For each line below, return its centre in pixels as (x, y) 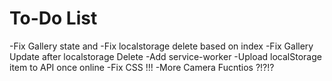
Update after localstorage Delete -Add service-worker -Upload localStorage (165, 56)
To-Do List (53, 18)
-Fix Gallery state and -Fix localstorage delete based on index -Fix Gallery (161, 46)
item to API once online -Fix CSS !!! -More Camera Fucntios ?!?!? (142, 67)
